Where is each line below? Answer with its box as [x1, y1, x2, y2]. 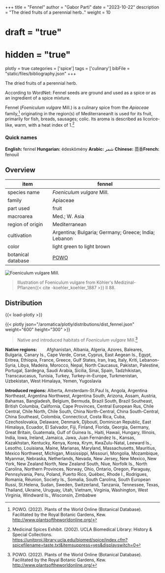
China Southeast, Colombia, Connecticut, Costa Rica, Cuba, [5, 414, 126, 420]
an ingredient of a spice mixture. [5, 95, 71, 101]
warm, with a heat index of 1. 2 [14, 121, 75, 128]
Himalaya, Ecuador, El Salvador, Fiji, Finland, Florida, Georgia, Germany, [5, 424, 150, 430]
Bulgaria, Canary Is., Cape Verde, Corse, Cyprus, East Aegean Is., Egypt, [5, 352, 152, 358]
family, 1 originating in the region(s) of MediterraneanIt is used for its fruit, [5, 110, 153, 116]
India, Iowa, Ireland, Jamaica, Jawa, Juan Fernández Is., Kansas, [5, 435, 136, 440]
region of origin [7, 221, 43, 228]
